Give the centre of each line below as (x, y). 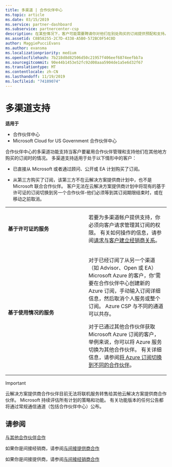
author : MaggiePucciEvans (33, 43)
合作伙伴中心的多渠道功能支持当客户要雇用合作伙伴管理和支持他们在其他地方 (86, 151)
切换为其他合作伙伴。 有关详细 (125, 349)
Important (16, 383)
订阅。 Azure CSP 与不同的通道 (126, 306)
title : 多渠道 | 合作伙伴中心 (34, 10)
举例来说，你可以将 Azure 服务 (125, 342)
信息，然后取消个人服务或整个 (125, 298)
